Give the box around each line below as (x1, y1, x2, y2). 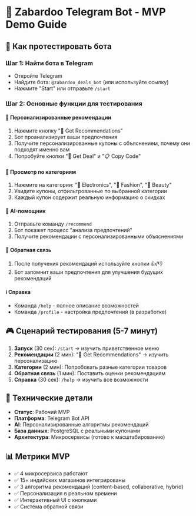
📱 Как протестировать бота (5, 41, 112, 51)
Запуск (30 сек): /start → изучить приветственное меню (14, 345, 160, 352)
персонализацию (14, 357, 58, 364)
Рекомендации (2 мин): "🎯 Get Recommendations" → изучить (14, 350, 169, 358)
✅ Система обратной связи (14, 503, 84, 510)
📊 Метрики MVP (5, 451, 70, 461)
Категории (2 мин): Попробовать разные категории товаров (14, 363, 167, 371)
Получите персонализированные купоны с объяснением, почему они (14, 140, 191, 147)
